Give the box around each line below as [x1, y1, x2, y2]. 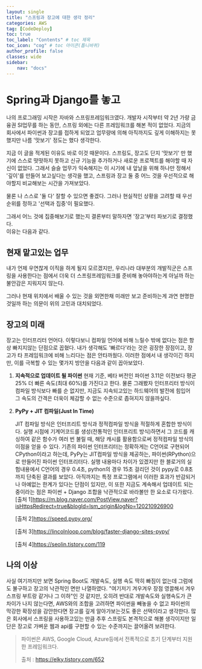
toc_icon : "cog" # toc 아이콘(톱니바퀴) [6, 43, 101, 49]
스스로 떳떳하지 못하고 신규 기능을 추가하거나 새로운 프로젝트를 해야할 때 [17, 157, 187, 164]
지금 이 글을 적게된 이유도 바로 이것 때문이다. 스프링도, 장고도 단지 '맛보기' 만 [6, 149, 186, 157]
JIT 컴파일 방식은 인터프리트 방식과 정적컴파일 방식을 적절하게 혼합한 [14, 420, 176, 427]
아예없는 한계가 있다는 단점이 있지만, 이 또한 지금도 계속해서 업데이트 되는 [21, 481, 194, 488]
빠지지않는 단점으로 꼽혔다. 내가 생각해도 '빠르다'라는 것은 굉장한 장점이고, [12, 344, 186, 351]
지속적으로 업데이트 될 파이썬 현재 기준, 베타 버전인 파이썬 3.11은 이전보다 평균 [14, 372, 197, 379]
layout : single [6, 8, 45, 15]
